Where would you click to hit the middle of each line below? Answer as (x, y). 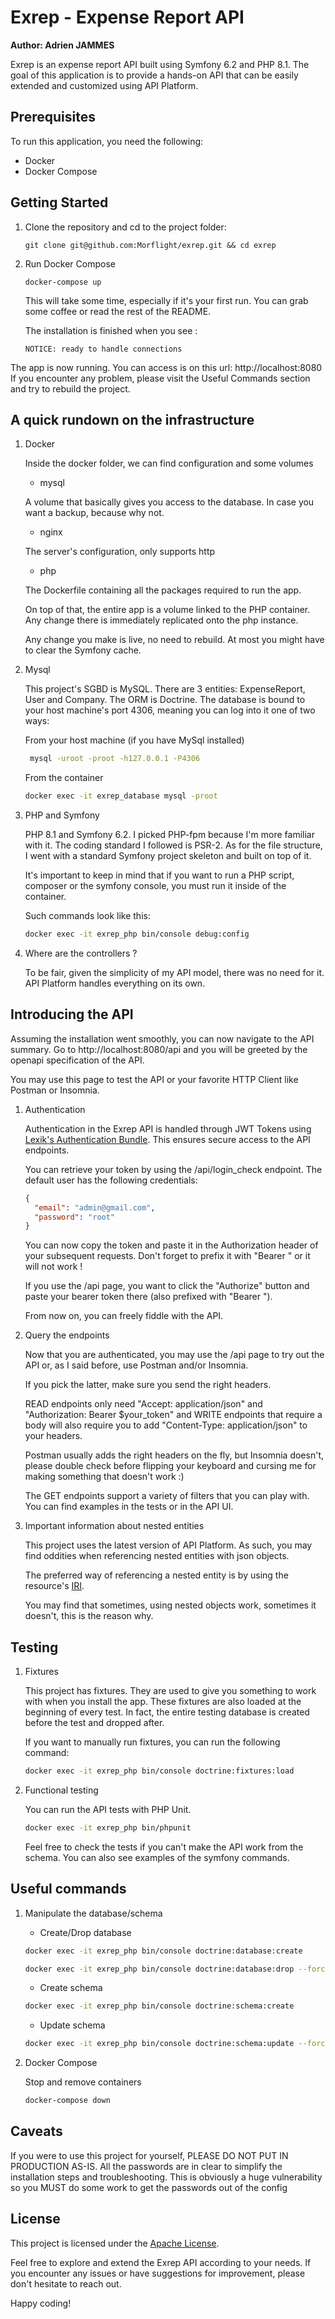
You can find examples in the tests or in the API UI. (129, 1507)
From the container (64, 778)
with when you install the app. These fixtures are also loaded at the (163, 1702)
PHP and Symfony (62, 815)
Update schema (72, 2025)
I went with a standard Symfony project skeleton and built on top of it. (168, 856)
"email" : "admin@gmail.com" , (95, 1207)
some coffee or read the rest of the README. (118, 311)
